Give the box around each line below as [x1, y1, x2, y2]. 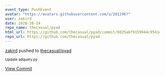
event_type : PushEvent [5, 7, 52, 12]
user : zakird [5, 16, 32, 21]
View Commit [5, 65, 32, 71]
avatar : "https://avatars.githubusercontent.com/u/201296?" [5, 12, 131, 17]
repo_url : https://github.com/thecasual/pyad [5, 35, 100, 39]
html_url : [5, 30, 26, 35]
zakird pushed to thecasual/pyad [5, 47, 72, 54]
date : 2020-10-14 [5, 20, 41, 26]
